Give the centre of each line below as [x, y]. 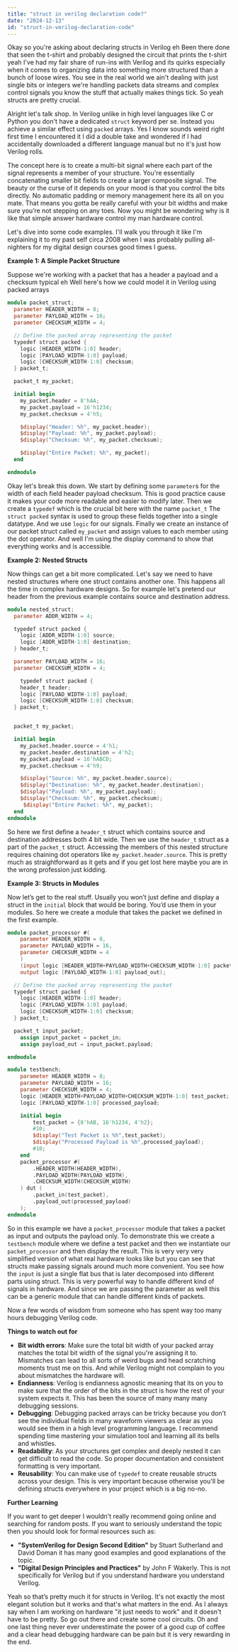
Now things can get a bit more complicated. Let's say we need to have [110, 573]
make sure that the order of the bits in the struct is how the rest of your [121, 1391]
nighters [19, 247]
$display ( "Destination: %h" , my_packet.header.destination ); [112, 785]
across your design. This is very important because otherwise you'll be [121, 1481]
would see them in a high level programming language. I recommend [118, 1428]
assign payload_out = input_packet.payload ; [87, 1044]
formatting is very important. [59, 1466]
